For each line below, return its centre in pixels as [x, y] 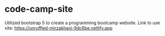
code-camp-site [39, 9]
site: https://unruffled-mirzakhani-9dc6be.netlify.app [58, 28]
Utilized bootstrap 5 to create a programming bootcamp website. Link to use [82, 23]
